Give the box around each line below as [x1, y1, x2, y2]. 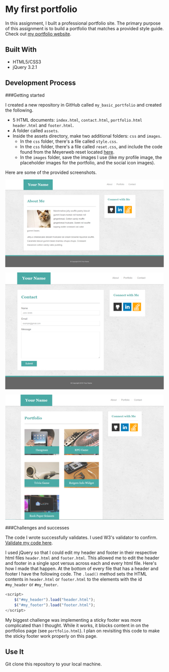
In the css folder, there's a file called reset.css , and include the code [20, 143, 162, 149]
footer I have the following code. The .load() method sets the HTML [5, 571, 147, 577]
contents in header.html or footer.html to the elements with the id [5, 577, 142, 583]
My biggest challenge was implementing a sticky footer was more [5, 617, 142, 623]
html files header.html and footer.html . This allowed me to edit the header [5, 555, 159, 561]
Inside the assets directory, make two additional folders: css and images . [12, 133, 162, 139]
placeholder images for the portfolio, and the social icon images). [20, 159, 155, 165]
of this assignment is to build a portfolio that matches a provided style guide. [5, 25, 164, 31]
